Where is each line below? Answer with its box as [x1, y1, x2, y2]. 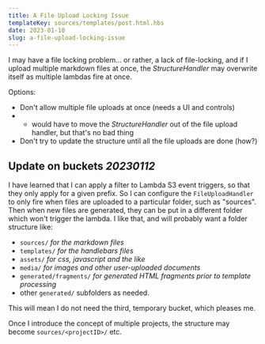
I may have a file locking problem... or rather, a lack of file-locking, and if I [8, 55, 248, 65]
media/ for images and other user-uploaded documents [19, 263, 201, 273]
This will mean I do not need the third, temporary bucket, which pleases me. [8, 304, 256, 313]
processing [19, 280, 57, 289]
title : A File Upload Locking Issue [8, 11, 129, 20]
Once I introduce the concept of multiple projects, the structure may [8, 319, 230, 328]
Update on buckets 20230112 [8, 159, 156, 172]
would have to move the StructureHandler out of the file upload [31, 119, 238, 129]
